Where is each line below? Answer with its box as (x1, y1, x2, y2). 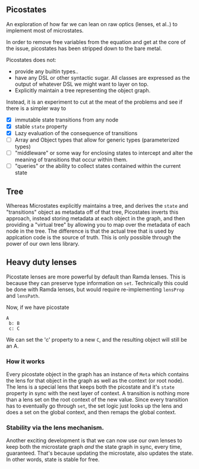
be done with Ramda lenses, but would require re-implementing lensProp (6, 286, 185, 293)
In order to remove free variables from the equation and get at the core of (6, 38, 186, 45)
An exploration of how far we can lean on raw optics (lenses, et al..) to (6, 20, 178, 27)
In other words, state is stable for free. (6, 456, 100, 463)
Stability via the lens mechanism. (6, 424, 104, 432)
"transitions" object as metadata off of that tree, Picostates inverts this (6, 208, 179, 215)
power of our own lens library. (6, 240, 80, 247)
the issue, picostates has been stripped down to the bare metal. (6, 45, 162, 52)
